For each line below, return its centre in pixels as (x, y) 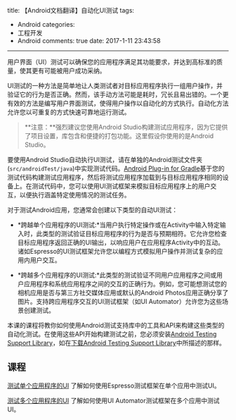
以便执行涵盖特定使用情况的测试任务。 (75, 195)
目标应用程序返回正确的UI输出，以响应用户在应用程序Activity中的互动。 (121, 242)
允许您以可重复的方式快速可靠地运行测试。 (69, 112)
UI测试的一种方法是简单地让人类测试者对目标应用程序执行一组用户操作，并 (115, 86)
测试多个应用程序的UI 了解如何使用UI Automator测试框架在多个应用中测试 (113, 400)
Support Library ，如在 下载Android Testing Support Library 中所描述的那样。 (117, 343)
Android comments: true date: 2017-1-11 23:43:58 (89, 41)
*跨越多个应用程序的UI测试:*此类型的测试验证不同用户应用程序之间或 (117, 275)
